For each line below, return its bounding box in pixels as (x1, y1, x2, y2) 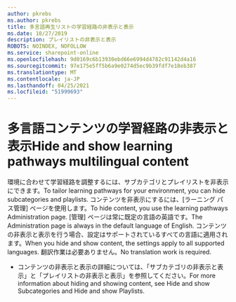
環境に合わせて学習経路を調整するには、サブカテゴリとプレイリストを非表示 (7, 178, 229, 186)
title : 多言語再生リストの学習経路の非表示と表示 (7, 23, 134, 30)
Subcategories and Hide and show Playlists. (17, 287, 145, 295)
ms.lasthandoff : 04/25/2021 (7, 82, 90, 89)
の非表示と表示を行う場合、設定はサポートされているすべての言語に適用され (7, 231, 228, 239)
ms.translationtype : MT (7, 69, 77, 76)
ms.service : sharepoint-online (7, 50, 99, 57)
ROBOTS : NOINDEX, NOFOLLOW (7, 43, 86, 50)
